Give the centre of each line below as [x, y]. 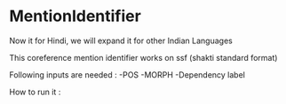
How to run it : [35, 92]
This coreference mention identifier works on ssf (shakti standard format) [143, 57]
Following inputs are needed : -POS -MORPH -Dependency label [127, 74]
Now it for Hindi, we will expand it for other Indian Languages [121, 41]
